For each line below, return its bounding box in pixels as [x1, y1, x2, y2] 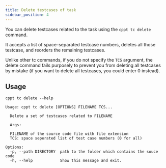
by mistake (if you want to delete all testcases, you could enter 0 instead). [5, 67, 160, 74]
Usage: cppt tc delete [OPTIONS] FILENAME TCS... [5, 105, 113, 110]
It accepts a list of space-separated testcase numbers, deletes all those [5, 41, 156, 47]
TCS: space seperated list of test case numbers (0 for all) [10, 136, 143, 141]
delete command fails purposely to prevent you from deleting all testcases [5, 62, 161, 68]
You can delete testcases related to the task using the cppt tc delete [5, 26, 151, 32]
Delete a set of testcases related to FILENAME [10, 114, 113, 119]
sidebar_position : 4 [5, 12, 49, 17]
